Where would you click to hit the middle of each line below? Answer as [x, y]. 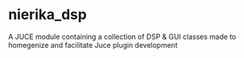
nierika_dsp [48, 15]
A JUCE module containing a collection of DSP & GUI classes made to [122, 37]
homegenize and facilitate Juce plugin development [93, 44]
